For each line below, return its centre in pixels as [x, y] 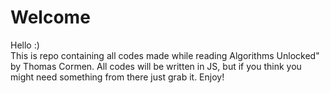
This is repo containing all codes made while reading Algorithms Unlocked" [165, 55]
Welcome [50, 17]
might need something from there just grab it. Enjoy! [117, 77]
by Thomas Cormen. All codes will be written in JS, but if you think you [156, 66]
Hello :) [25, 45]
